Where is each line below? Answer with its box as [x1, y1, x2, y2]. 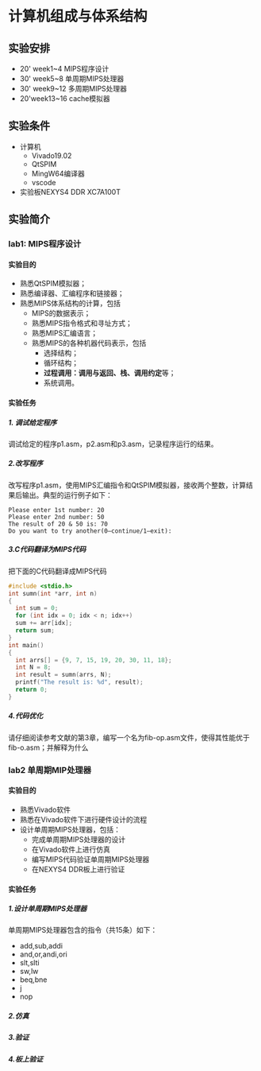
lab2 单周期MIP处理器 [8, 764, 92, 775]
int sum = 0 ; [15, 604, 59, 612]
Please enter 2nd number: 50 [8, 513, 105, 521]
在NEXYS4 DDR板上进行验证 [31, 864, 125, 874]
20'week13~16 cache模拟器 [19, 94, 110, 103]
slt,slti [19, 958, 40, 968]
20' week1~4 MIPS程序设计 [19, 64, 109, 73]
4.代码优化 [8, 711, 44, 720]
